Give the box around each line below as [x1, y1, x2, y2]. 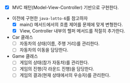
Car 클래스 [12, 34, 33, 40]
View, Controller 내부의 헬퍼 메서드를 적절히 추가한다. [19, 28, 125, 34]
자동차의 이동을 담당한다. [19, 47, 69, 53]
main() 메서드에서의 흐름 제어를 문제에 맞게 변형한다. [19, 22, 123, 28]
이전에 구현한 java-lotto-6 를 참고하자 [12, 15, 88, 21]
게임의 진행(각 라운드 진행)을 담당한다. [19, 66, 94, 72]
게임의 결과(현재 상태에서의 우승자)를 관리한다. [19, 72, 111, 78]
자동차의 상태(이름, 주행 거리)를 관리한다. [19, 40, 100, 47]
